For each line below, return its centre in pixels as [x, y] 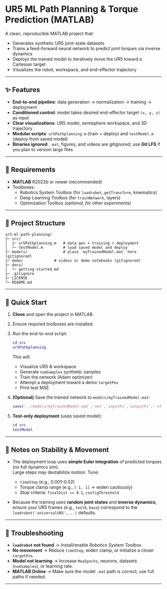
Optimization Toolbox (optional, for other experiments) [75, 203]
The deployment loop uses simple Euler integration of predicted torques [87, 462]
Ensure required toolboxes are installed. [53, 324]
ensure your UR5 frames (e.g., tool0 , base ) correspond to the [75, 507]
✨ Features [23, 90]
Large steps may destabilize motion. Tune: [56, 472]
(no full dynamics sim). [36, 467]
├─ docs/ [14, 265]
